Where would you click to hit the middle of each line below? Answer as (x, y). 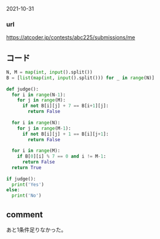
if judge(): (21, 179)
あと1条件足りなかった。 (36, 230)
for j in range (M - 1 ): (44, 128)
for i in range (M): (36, 151)
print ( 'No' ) (27, 196)
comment (25, 215)
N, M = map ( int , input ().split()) (50, 72)
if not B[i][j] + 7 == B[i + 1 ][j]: (66, 106)
